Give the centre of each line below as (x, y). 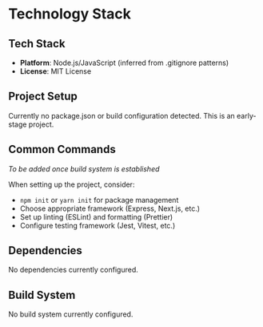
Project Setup (43, 97)
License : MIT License (56, 71)
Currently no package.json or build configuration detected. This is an (122, 115)
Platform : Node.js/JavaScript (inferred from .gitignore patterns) (124, 63)
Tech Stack (37, 44)
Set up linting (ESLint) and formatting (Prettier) (96, 216)
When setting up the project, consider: (72, 184)
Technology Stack (70, 14)
